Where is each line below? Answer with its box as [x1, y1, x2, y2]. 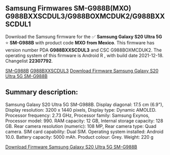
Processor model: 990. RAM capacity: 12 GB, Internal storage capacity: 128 [5, 117, 163, 124]
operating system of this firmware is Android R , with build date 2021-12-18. [5, 52, 164, 58]
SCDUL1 [5, 20, 31, 29]
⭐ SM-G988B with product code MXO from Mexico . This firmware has [5, 39, 155, 45]
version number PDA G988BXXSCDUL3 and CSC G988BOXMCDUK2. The [5, 47, 162, 53]
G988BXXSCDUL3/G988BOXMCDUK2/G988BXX [5, 12, 165, 21]
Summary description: [5, 88, 78, 96]
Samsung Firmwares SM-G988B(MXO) [5, 4, 132, 13]
